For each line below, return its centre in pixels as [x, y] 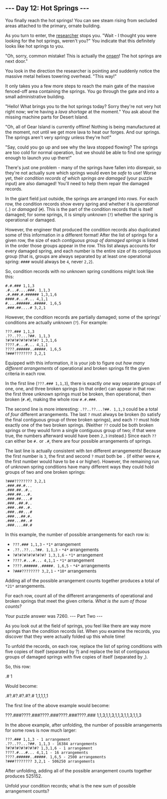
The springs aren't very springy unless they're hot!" [58, 137]
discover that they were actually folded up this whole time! [65, 636]
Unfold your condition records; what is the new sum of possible [70, 785]
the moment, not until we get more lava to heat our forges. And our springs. [83, 132]
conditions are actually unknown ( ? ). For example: [56, 322]
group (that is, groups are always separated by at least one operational [78, 256]
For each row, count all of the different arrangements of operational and [79, 595]
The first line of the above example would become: [57, 705]
